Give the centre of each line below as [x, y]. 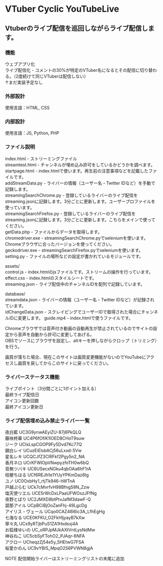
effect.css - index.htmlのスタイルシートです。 [51, 278]
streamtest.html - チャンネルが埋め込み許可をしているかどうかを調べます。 [80, 165]
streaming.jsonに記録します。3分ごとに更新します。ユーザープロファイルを [80, 201]
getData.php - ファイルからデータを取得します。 [54, 232]
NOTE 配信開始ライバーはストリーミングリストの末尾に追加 [65, 559]
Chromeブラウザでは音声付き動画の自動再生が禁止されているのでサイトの [79, 328]
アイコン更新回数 [22, 401]
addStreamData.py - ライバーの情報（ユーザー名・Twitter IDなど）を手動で [80, 183]
